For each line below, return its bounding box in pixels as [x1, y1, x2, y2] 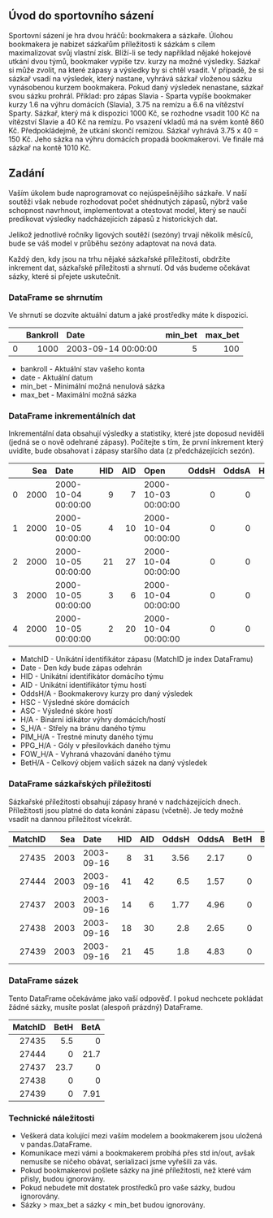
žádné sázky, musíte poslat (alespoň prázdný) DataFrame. [8, 1002, 203, 1011]
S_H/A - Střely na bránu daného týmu [19, 724, 146, 733]
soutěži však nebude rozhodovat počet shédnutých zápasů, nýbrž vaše [8, 197, 248, 207]
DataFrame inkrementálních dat [8, 410, 136, 421]
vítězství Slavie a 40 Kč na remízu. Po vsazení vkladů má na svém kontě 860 [8, 116, 265, 127]
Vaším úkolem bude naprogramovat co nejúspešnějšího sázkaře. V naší [8, 188, 247, 198]
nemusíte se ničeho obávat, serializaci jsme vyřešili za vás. [19, 1157, 218, 1167]
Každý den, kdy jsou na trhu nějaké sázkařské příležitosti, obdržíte [8, 254, 231, 263]
